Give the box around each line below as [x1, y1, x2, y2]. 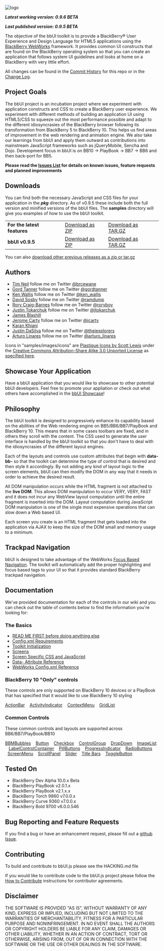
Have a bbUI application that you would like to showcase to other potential [5, 380, 155, 386]
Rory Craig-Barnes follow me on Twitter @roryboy [12, 302, 113, 308]
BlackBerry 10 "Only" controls [5, 676, 78, 683]
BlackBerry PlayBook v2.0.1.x [12, 783, 71, 789]
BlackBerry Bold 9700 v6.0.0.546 [12, 804, 79, 810]
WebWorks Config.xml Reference [12, 664, 79, 670]
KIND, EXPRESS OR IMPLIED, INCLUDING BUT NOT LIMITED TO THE [5, 910, 143, 916]
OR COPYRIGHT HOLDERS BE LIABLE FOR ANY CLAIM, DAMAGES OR [5, 926, 146, 931]
